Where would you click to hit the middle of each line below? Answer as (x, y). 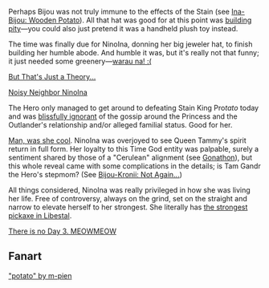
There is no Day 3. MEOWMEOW (62, 231)
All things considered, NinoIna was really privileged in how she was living (129, 190)
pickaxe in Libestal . (40, 215)
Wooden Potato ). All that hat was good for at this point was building (140, 20)
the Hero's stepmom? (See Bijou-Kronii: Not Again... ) (96, 174)
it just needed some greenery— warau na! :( (80, 61)
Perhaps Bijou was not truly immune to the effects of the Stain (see (119, 12)
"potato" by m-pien (40, 275)
